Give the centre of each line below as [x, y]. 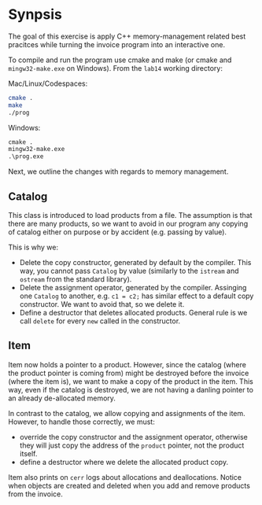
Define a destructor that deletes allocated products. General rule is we [133, 313]
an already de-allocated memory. [62, 398]
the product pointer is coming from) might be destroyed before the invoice [129, 373]
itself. [28, 453]
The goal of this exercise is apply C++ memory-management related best [127, 36]
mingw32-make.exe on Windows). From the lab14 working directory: [115, 68]
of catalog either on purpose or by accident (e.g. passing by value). [117, 232]
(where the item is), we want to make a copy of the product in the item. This [131, 381]
